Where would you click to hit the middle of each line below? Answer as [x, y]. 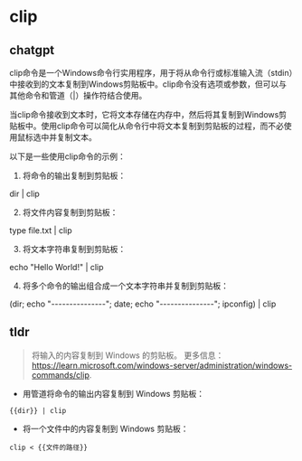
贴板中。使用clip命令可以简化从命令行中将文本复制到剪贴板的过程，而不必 [147, 126]
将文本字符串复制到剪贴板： [74, 249]
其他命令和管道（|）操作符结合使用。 [78, 95]
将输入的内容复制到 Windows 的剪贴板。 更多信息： [127, 355]
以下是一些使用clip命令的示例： [68, 156]
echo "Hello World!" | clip [57, 267]
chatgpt [32, 50]
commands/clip [61, 375]
